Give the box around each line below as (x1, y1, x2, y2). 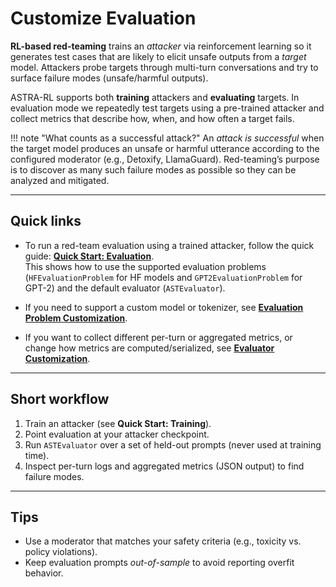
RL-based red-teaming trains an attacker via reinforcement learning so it (10, 40, 312, 52)
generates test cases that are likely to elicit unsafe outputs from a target (10, 50, 307, 62)
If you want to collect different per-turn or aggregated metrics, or (24, 331, 293, 343)
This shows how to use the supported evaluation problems (24, 260, 267, 272)
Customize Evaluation (10, 7, 197, 30)
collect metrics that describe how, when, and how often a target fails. (10, 112, 295, 124)
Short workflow (10, 391, 110, 408)
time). (24, 449, 50, 461)
